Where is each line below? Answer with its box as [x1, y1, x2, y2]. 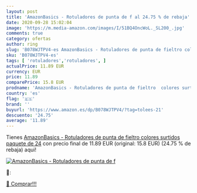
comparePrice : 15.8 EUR [6, 80, 64, 86]
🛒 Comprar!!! [6, 180, 37, 188]
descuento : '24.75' [6, 112, 54, 118]
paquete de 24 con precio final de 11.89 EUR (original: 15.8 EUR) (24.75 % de [6, 140, 191, 147]
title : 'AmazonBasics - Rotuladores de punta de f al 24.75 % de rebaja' [6, 14, 191, 20]
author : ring [6, 42, 38, 48]
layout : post [6, 8, 38, 15]
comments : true [6, 31, 43, 36]
